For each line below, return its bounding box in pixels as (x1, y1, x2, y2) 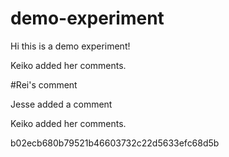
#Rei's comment (10, 78, 78, 91)
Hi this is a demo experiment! (10, 40, 131, 52)
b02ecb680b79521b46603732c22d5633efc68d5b (10, 137, 220, 149)
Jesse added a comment (10, 98, 113, 110)
